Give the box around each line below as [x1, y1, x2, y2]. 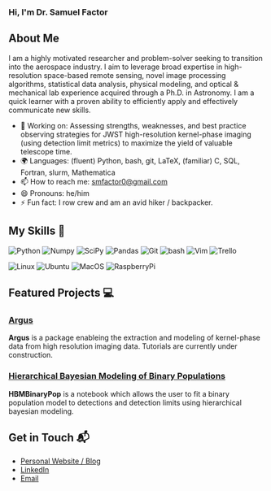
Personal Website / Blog [20, 456, 101, 466]
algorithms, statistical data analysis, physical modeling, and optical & [8, 79, 238, 89]
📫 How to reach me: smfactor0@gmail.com [20, 176, 168, 186]
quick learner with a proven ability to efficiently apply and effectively [8, 96, 238, 106]
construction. [8, 350, 53, 360]
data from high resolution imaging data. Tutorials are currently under [8, 341, 238, 351]
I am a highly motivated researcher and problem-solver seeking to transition [8, 53, 263, 63]
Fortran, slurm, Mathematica [20, 167, 116, 177]
